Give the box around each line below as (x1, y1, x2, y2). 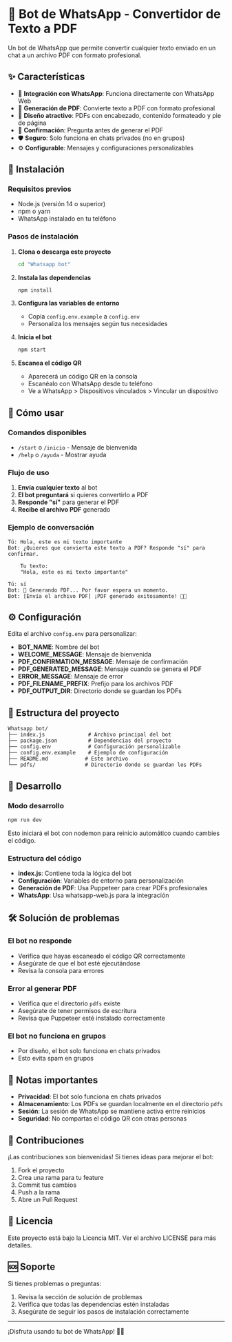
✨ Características (8, 71, 85, 83)
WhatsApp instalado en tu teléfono (17, 214, 116, 223)
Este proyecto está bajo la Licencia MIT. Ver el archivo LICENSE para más (8, 1234, 216, 1242)
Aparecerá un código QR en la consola (28, 372, 138, 381)
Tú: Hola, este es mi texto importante (8, 538, 123, 545)
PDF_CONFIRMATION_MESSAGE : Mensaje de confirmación (17, 658, 189, 666)
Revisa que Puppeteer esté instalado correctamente (17, 1014, 166, 1023)
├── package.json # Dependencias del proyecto (8, 737, 171, 744)
